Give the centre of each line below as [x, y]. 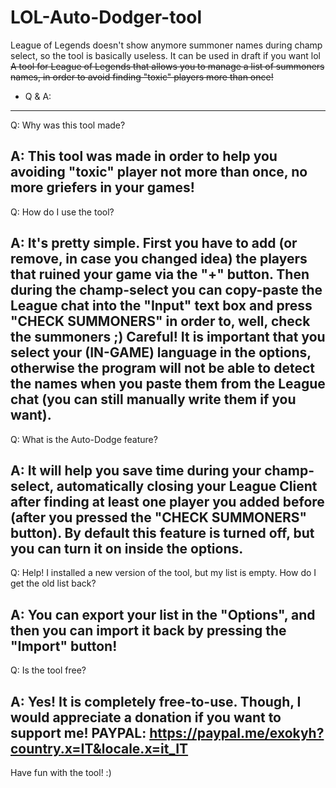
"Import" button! [64, 646]
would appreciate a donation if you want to [146, 717]
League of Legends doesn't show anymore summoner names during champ [166, 45]
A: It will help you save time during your [136, 470]
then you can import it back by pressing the [148, 630]
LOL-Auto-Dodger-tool [106, 17]
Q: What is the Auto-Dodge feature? [84, 439]
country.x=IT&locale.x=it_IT [99, 748]
